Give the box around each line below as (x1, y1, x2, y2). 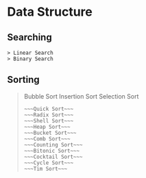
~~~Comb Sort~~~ (23, 135, 71, 142)
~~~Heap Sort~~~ (23, 123, 71, 130)
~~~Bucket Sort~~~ (23, 129, 77, 136)
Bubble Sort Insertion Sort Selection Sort (23, 92, 139, 100)
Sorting (7, 74, 40, 86)
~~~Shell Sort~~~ (23, 117, 74, 124)
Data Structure (7, 4, 93, 20)
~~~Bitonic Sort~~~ (23, 147, 80, 154)
